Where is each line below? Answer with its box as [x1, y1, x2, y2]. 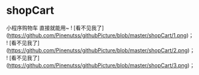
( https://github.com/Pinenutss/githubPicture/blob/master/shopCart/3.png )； [6, 61, 195, 69]
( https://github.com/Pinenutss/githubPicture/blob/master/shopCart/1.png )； [6, 31, 194, 39]
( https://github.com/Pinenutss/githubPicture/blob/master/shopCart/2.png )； [6, 46, 195, 54]
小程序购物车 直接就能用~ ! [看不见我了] [6, 24, 104, 31]
